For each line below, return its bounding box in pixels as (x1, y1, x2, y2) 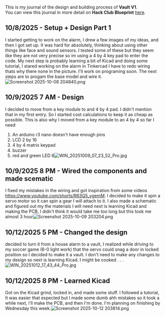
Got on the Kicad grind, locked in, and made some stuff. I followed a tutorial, (5, 290, 160, 296)
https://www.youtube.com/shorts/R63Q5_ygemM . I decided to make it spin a (5, 193, 161, 199)
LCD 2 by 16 (12, 137, 37, 143)
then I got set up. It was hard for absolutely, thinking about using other (5, 42, 148, 48)
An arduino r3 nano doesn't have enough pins (12, 131, 105, 137)
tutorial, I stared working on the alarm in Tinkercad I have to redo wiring (5, 63, 150, 69)
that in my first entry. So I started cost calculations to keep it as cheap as (5, 111, 153, 118)
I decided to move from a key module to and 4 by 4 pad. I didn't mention (5, 106, 152, 112)
